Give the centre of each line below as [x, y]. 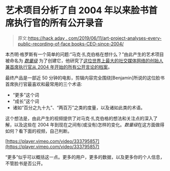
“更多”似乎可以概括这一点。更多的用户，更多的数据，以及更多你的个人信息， [85, 157]
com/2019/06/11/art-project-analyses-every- [115, 38]
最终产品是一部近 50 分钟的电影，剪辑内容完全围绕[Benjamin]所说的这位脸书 [85, 78]
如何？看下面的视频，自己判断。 [39, 131]
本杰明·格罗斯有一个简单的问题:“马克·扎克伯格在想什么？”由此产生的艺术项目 [84, 54]
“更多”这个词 [26, 95]
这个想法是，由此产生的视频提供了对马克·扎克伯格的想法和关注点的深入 [79, 118]
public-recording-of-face [44, 44]
